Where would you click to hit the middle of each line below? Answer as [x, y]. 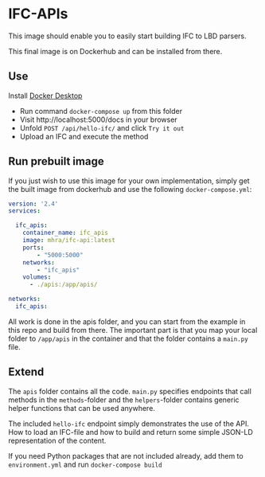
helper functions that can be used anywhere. [82, 408]
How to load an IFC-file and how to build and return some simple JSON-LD [131, 432]
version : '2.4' [33, 204]
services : [25, 211]
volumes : [37, 277]
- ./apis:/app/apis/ [63, 285]
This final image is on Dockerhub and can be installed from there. [115, 51]
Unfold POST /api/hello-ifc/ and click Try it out [102, 127]
